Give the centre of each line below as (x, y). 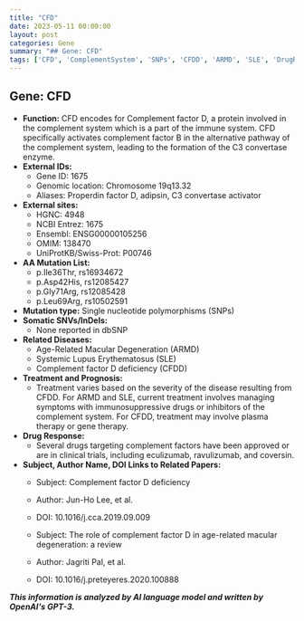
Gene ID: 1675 (62, 176)
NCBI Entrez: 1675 (70, 224)
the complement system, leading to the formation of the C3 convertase (155, 147)
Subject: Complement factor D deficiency (113, 482)
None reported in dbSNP (82, 330)
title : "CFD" (34, 18)
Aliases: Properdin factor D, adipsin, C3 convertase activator (148, 195)
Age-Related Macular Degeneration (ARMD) (118, 349)
